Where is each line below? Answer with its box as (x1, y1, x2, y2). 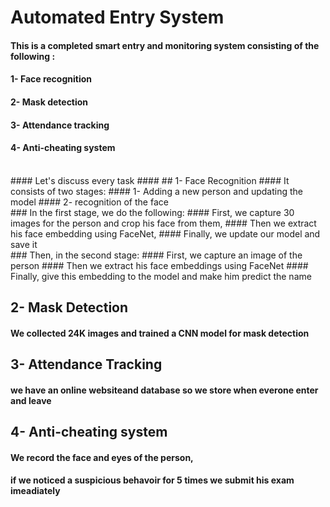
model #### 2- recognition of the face (10, 196, 169, 208)
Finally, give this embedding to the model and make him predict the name (10, 270, 312, 282)
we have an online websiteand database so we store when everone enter (10, 384, 319, 396)
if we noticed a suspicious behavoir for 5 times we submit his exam (10, 474, 295, 486)
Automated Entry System (10, 6, 225, 29)
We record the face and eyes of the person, (10, 451, 194, 463)
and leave (10, 394, 52, 406)
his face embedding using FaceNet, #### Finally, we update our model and (10, 227, 321, 240)
